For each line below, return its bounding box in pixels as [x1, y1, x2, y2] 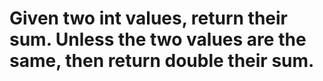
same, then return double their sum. [9, 50, 315, 72]
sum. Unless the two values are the [9, 28, 307, 51]
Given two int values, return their [9, 7, 289, 30]
